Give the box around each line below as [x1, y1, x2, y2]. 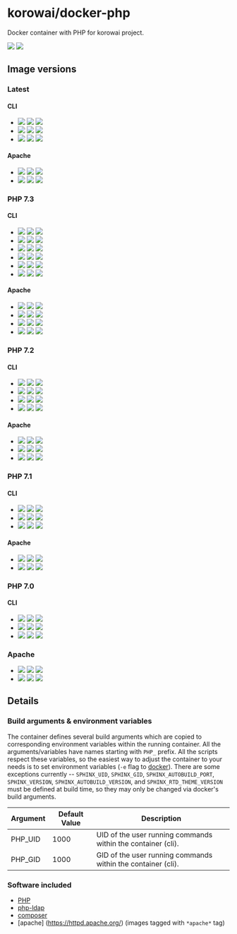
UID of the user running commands [96, 830, 213, 839]
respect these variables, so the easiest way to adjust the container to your [7, 755, 223, 763]
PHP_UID [11, 834, 41, 844]
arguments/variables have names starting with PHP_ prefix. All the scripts [7, 747, 218, 756]
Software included [7, 880, 72, 890]
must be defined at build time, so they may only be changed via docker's [7, 784, 219, 793]
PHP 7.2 [7, 345, 35, 355]
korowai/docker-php [7, 5, 130, 21]
